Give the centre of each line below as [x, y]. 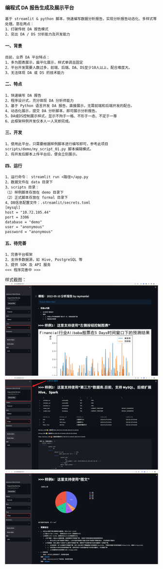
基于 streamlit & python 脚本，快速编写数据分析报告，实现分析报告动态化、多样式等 [81, 19]
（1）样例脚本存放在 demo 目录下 [34, 192]
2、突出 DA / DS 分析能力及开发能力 [38, 34]
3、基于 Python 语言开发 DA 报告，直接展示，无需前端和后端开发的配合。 [70, 106]
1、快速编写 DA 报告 [23, 95]
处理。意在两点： [20, 24]
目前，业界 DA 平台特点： [27, 57]
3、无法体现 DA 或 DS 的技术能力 [35, 73]
